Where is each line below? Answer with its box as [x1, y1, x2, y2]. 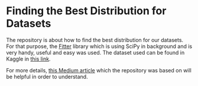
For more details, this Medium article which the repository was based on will [6, 66, 192, 74]
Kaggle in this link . [6, 55, 51, 62]
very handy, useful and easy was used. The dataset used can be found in [6, 49, 185, 56]
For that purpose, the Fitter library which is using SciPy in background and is [6, 43, 193, 50]
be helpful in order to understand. [6, 73, 88, 80]
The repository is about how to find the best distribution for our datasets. [6, 36, 184, 43]
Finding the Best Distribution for [6, 4, 167, 18]
